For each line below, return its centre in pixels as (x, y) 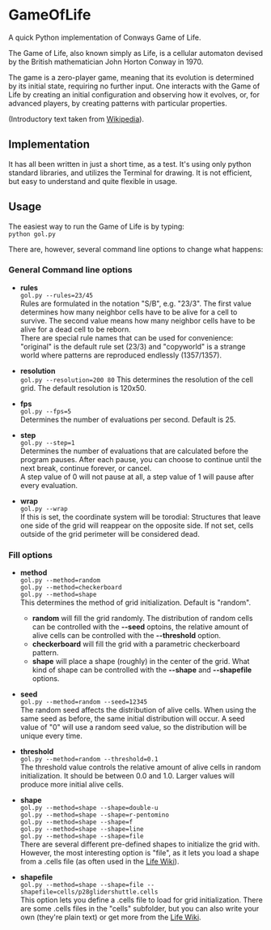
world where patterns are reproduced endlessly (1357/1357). (121, 355)
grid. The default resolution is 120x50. (83, 388)
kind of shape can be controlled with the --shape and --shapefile (142, 670)
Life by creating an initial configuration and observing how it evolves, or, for (134, 94)
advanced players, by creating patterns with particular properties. (118, 103)
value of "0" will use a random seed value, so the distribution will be (133, 727)
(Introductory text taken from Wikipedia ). (76, 118)
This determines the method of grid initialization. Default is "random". (135, 602)
